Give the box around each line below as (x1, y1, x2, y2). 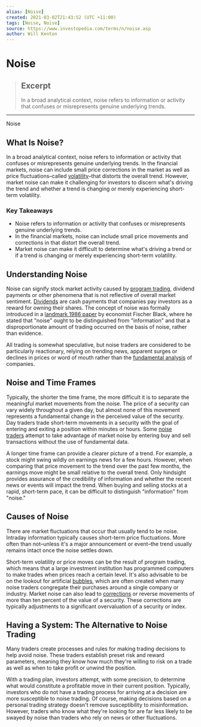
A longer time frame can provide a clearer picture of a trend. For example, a (6, 450, 193, 457)
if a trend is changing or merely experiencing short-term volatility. (14, 252, 177, 259)
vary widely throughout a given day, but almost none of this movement (6, 406, 181, 413)
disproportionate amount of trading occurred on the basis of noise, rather (6, 323, 187, 331)
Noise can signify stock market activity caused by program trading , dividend (6, 285, 194, 292)
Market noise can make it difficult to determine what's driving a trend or (14, 246, 192, 253)
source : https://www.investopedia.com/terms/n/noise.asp (6, 25, 151, 32)
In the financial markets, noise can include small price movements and (14, 233, 188, 240)
